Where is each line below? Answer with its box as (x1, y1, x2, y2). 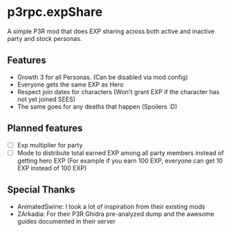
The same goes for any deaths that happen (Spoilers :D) (17, 102, 178, 111)
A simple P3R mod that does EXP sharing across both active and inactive (7, 27, 215, 35)
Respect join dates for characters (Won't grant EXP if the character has (17, 87, 220, 96)
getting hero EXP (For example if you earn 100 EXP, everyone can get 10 (17, 157, 223, 165)
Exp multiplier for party (17, 141, 83, 149)
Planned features (7, 123, 83, 134)
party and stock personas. (7, 34, 82, 42)
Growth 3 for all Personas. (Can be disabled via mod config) (17, 73, 188, 81)
